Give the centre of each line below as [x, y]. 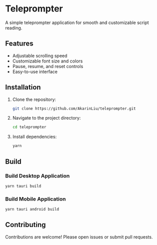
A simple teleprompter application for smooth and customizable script [77, 22]
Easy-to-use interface [35, 71]
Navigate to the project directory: [46, 118]
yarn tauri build [23, 186]
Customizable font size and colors [47, 61]
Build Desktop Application [37, 175]
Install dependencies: [34, 137]
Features [19, 44]
